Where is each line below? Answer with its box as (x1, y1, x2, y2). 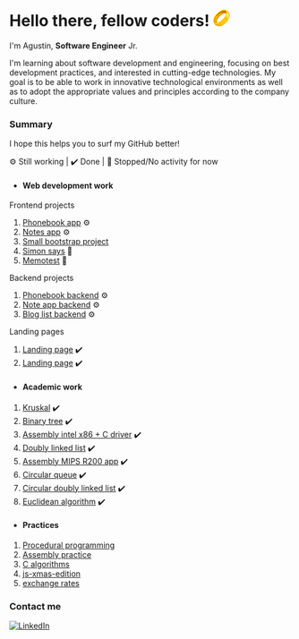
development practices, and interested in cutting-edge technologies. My (9, 67, 277, 78)
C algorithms (21, 558, 70, 569)
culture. (9, 95, 38, 106)
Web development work (21, 180, 114, 191)
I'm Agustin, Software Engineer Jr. (9, 40, 138, 51)
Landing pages (9, 327, 64, 337)
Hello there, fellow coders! (9, 11, 210, 31)
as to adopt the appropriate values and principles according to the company (9, 86, 289, 97)
